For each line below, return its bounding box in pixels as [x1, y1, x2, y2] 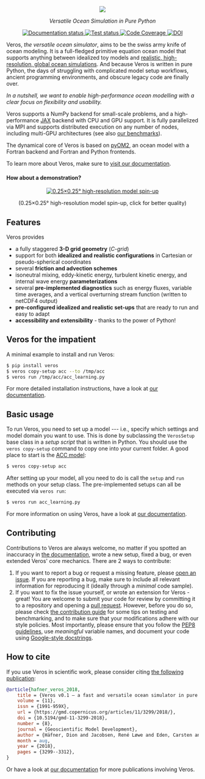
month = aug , [17, 737, 51, 744]
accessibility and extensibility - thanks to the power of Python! [15, 317, 176, 324]
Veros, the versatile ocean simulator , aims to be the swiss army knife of [6, 41, 186, 48]
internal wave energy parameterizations [15, 278, 118, 285]
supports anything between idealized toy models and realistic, [6, 54, 163, 61]
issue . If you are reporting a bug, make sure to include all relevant [15, 575, 180, 583]
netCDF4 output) [15, 297, 58, 305]
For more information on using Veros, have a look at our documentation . [6, 510, 187, 518]
